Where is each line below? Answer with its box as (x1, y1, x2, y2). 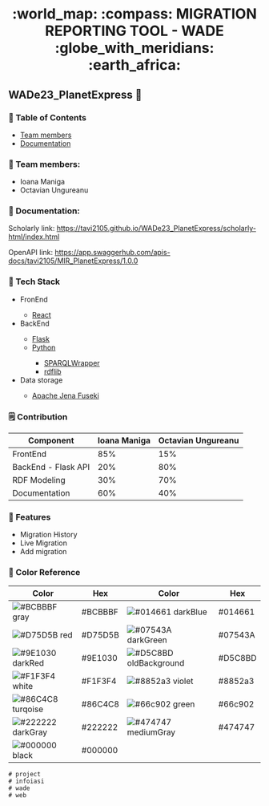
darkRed (12, 657, 45, 668)
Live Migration (19, 538, 68, 548)
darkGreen (126, 634, 167, 646)
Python (31, 342, 56, 352)
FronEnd (19, 294, 48, 304)
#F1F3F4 (81, 675, 117, 687)
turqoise (12, 703, 44, 715)
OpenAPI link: (8, 248, 54, 257)
